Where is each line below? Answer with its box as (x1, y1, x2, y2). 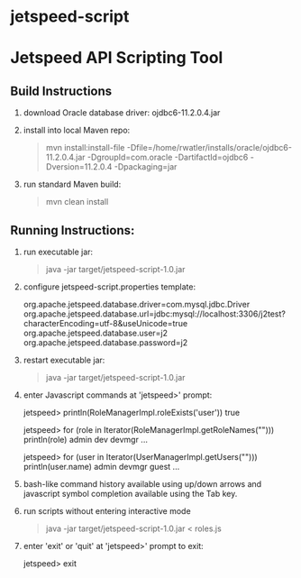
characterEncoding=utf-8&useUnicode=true (23, 318, 188, 328)
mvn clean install (45, 197, 109, 207)
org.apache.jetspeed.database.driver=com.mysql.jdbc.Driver (23, 299, 251, 309)
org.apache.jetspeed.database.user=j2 (23, 327, 169, 338)
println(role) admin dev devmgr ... (23, 435, 148, 445)
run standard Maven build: (23, 179, 122, 190)
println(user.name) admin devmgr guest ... (23, 462, 180, 472)
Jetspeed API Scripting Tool (10, 48, 223, 69)
